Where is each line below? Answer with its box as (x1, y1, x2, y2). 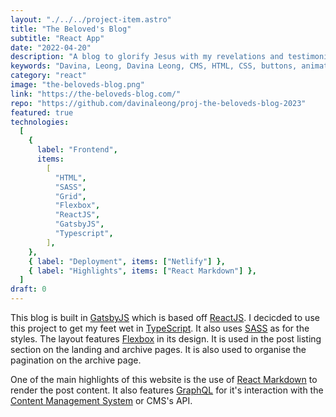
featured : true (10, 107, 74, 118)
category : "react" (10, 71, 87, 81)
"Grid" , (54, 191, 87, 201)
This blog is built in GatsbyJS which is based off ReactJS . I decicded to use (10, 312, 320, 323)
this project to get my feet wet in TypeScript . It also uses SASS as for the (10, 322, 310, 334)
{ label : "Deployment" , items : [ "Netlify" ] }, (28, 256, 226, 266)
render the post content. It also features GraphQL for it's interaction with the (10, 384, 324, 396)
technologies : (10, 117, 70, 127)
